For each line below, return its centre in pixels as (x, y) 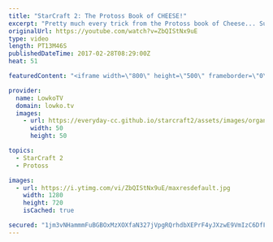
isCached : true (49, 211)
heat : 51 (23, 62)
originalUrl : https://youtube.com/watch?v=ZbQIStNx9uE (103, 31)
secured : (23, 225)
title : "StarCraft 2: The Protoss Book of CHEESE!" (97, 16)
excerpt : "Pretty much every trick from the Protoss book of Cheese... (132, 24)
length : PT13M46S (38, 46)
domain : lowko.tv (45, 106)
